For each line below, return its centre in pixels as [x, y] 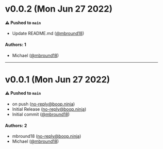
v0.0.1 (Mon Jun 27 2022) [57, 79]
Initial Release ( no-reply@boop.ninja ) [49, 109]
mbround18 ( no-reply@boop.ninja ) [47, 136]
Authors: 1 [16, 44]
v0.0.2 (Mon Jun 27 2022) [59, 9]
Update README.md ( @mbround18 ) [48, 33]
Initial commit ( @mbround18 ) [41, 114]
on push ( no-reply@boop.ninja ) [43, 104]
